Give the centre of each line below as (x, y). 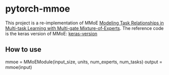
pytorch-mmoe (38, 9)
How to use (23, 49)
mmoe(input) (19, 67)
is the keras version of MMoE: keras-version (51, 33)
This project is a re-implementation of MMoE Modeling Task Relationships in (85, 23)
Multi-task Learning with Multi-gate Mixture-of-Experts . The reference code (85, 28)
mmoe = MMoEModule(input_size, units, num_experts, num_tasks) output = (84, 62)
